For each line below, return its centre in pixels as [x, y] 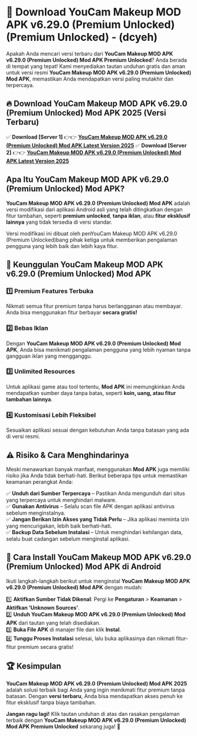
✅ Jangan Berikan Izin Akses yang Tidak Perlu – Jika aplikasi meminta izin [98, 519]
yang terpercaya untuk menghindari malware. [61, 500]
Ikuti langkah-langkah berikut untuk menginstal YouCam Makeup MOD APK [98, 581]
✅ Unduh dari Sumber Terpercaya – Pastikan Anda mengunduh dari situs [96, 493]
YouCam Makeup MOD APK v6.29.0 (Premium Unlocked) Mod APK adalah [98, 203]
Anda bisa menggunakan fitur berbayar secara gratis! [72, 313]
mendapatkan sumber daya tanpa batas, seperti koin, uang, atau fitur [91, 393]
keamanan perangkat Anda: [40, 481]
